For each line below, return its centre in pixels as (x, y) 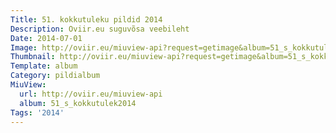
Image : (24, 47)
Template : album (44, 66)
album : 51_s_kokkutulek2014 (78, 103)
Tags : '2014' (37, 112)
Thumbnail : (33, 57)
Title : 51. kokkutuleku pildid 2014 (86, 19)
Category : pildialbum (55, 76)
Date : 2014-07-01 (46, 38)
